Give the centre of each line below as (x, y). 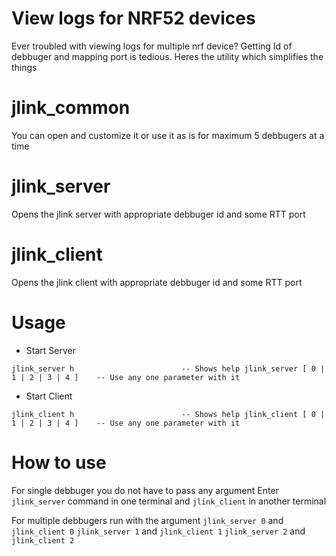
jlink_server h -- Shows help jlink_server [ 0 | (168, 368)
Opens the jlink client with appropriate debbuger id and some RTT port (157, 282)
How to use (59, 462)
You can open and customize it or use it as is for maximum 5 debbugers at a (168, 135)
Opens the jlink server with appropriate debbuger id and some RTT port (158, 214)
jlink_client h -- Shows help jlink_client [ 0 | (168, 414)
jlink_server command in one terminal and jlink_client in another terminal (169, 501)
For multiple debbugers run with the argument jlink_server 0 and (147, 520)
